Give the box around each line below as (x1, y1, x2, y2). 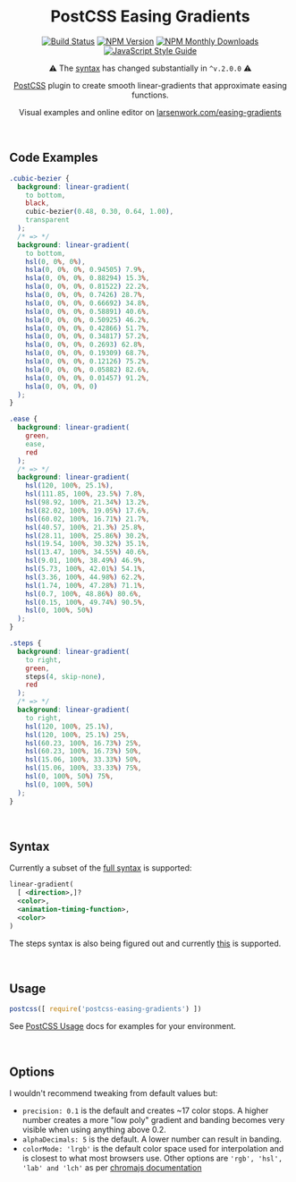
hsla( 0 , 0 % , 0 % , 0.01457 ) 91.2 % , (25, 373, 150, 382)
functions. (131, 89, 169, 100)
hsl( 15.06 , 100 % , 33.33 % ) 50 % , (25, 755, 142, 764)
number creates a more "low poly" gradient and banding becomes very (21, 1115, 285, 1126)
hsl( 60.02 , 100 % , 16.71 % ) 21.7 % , (25, 514, 150, 523)
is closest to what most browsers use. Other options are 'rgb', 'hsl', (21, 1152, 283, 1164)
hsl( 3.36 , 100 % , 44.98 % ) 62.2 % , (25, 573, 146, 582)
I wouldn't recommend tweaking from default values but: (9, 1088, 218, 1099)
